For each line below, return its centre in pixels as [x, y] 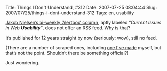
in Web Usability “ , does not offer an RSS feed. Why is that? [68, 28]
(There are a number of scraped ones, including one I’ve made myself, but [83, 47]
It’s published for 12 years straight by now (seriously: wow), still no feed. [81, 38]
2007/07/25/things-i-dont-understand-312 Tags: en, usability [70, 13]
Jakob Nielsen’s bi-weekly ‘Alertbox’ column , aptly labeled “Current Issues [83, 23]
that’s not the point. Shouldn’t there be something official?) [67, 53]
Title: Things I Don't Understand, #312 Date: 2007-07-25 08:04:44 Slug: [81, 7]
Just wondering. [22, 63]
